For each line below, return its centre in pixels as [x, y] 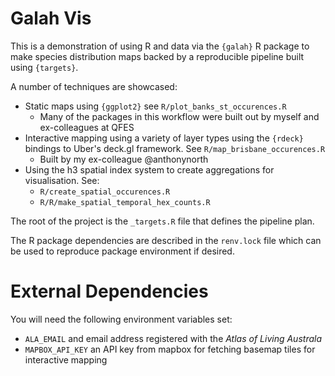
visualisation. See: [62, 180]
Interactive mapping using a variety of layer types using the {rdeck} [164, 138]
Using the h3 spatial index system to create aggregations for [149, 169]
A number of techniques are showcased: [94, 86]
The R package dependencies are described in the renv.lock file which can [166, 240]
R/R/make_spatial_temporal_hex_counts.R [125, 202]
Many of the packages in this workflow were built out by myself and [179, 116]
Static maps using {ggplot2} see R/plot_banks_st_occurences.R [155, 106]
